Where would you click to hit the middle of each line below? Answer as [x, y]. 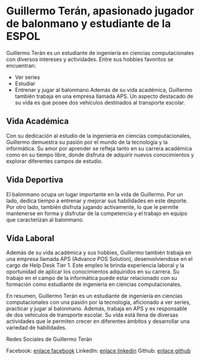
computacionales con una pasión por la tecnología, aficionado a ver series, [99, 302]
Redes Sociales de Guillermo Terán [49, 339]
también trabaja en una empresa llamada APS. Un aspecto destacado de [104, 96]
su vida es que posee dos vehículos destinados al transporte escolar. [100, 102]
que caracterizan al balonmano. [45, 220]
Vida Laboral [30, 238]
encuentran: [21, 65]
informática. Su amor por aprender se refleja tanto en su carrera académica [99, 148]
